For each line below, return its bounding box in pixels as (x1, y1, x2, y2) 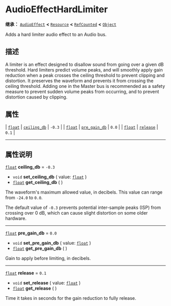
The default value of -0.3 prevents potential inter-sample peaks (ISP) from (5, 204, 161, 210)
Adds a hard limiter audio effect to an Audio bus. (5, 31, 107, 37)
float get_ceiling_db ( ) (12, 179, 63, 185)
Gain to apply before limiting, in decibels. (5, 255, 91, 262)
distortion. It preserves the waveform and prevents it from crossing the (5, 78, 154, 84)
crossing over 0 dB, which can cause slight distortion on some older (5, 210, 148, 216)
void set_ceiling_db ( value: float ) (12, 174, 87, 180)
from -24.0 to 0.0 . (5, 195, 43, 201)
